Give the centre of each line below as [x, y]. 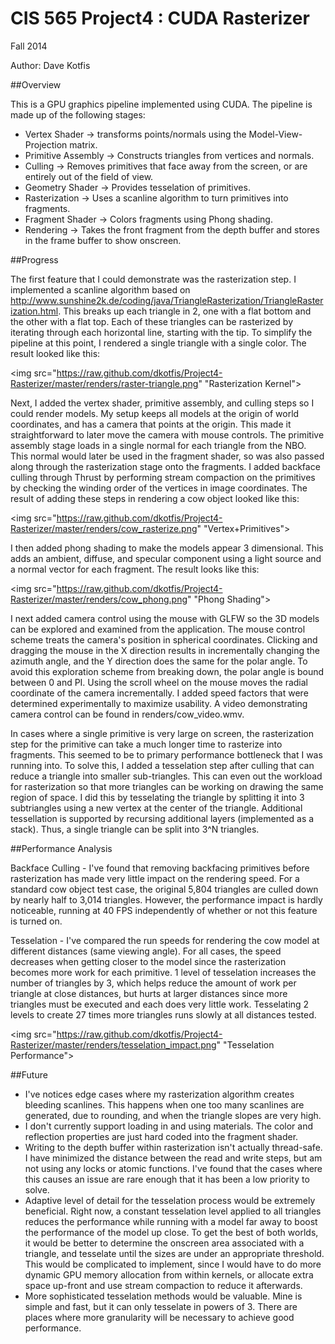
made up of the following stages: [78, 114]
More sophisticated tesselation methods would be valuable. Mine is [163, 1296]
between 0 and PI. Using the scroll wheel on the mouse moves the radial [159, 682]
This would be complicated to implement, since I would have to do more [173, 1264]
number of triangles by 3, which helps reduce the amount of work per [153, 983]
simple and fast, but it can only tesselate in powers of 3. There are [161, 1306]
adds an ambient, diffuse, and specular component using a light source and [166, 558]
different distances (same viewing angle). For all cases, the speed [146, 951]
